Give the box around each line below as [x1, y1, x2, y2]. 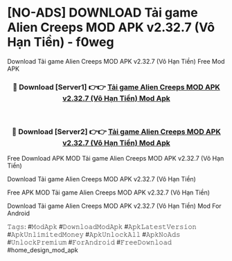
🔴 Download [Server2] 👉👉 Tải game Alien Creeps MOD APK [11, 127, 222, 136]
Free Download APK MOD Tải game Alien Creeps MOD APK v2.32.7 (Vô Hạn [7, 154, 224, 162]
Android [7, 209, 30, 217]
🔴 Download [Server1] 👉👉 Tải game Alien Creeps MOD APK [12, 82, 220, 91]
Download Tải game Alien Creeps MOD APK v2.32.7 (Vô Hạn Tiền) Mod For [7, 201, 222, 210]
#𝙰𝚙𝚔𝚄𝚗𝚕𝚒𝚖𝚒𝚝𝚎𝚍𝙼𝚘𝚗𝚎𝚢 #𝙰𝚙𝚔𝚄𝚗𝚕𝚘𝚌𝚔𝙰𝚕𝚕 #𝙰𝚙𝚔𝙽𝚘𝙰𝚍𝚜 [7, 230, 181, 238]
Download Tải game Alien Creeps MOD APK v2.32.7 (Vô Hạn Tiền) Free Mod [7, 57, 225, 65]
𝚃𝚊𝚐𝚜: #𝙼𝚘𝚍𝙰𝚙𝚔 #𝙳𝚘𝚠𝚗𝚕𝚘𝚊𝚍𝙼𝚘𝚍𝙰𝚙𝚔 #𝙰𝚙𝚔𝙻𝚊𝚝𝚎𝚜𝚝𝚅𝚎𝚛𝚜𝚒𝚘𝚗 [7, 222, 197, 231]
